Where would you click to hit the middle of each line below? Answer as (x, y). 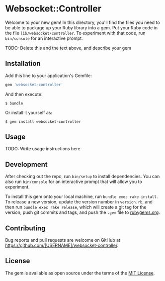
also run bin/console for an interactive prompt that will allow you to (74, 182)
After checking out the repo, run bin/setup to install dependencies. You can (82, 177)
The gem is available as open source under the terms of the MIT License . (80, 273)
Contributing (25, 228)
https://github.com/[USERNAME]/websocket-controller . (62, 245)
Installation (23, 63)
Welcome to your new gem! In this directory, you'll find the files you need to (82, 22)
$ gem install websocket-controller (43, 122)
